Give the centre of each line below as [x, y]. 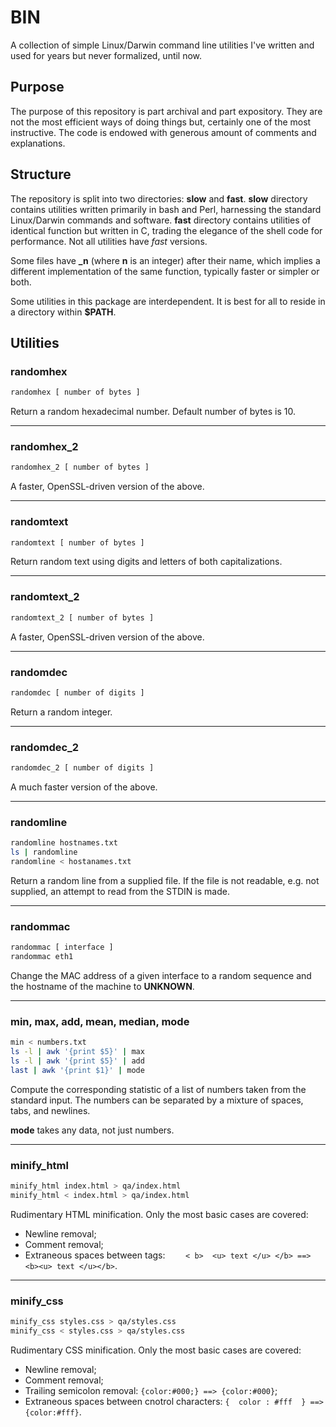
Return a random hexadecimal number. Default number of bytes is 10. [153, 412]
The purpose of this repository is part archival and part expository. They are [166, 111]
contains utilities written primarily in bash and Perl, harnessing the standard [166, 209]
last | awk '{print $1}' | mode [77, 1070]
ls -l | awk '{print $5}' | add [77, 1061]
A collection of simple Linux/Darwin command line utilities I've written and [162, 45]
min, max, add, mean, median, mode [100, 1021]
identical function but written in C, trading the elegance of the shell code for [166, 230]
